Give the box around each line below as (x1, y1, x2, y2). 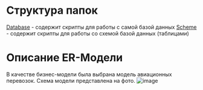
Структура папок (6, 4, 98, 17)
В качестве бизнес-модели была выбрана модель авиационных (6, 70, 172, 78)
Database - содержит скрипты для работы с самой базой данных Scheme (6, 23, 197, 31)
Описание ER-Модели (6, 51, 123, 65)
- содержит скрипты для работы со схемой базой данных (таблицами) (6, 29, 189, 37)
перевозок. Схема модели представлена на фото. (6, 77, 136, 84)
